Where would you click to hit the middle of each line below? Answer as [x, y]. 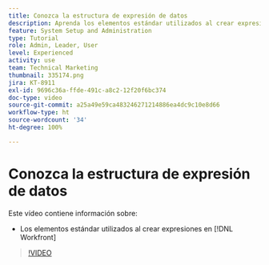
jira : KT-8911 [32, 82]
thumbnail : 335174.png [46, 75]
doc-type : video [35, 98]
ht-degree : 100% [35, 127]
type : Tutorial [34, 38]
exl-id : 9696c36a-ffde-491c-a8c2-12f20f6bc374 [87, 90]
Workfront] [38, 237]
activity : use [32, 61]
